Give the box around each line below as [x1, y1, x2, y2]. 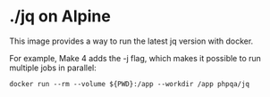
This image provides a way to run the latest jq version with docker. [9, 36, 254, 46]
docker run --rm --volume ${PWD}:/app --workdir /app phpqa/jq [9, 79, 250, 88]
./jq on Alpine [9, 6, 112, 27]
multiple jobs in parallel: [9, 62, 97, 73]
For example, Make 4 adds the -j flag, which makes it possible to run [9, 53, 262, 63]
